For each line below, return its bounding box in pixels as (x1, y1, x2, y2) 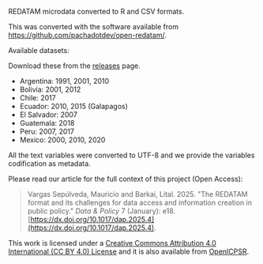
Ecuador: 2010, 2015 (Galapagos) (19, 102, 129, 111)
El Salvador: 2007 (19, 110, 77, 119)
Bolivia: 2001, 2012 (19, 85, 81, 94)
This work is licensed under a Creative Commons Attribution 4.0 (8, 239, 217, 247)
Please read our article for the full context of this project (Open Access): (8, 174, 243, 183)
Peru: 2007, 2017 (19, 126, 75, 136)
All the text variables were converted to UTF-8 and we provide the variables (8, 150, 255, 160)
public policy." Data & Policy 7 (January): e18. (27, 206, 176, 216)
